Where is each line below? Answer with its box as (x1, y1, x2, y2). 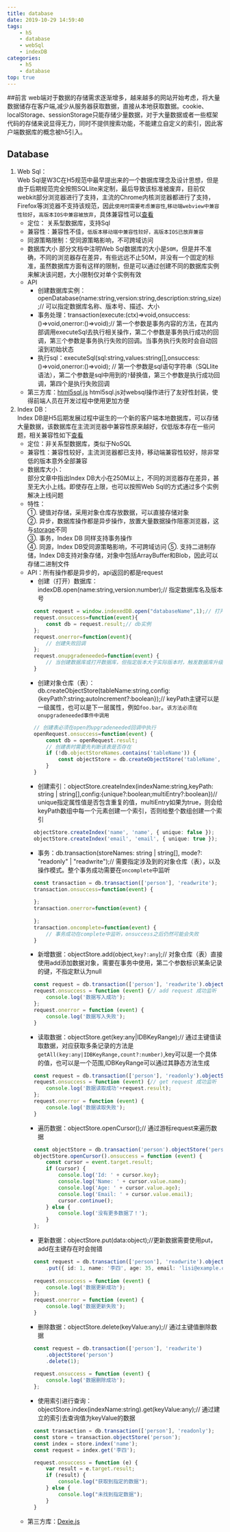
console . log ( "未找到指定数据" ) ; (57, 1491, 144, 1498)
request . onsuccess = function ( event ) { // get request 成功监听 (33, 1079, 217, 1085)
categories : (7, 55, 41, 62)
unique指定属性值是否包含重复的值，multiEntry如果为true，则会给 (37, 798, 223, 806)
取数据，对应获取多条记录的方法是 (37, 1041, 134, 1050)
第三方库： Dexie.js (27, 1517, 80, 1525)
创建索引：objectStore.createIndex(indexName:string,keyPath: (37, 782, 214, 790)
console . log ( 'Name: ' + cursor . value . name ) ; (57, 1178, 188, 1185)
